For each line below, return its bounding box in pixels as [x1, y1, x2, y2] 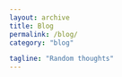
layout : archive [9, 13, 70, 22]
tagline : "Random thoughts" [9, 55, 115, 64]
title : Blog [9, 21, 54, 30]
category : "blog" [9, 38, 74, 47]
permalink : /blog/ [9, 30, 78, 38]
